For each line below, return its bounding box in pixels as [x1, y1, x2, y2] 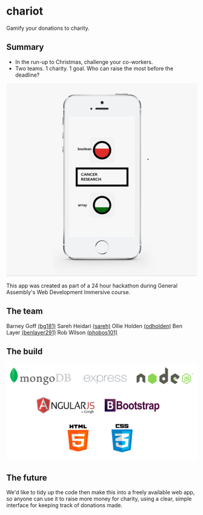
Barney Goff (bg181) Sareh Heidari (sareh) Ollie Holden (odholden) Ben [6, 322, 183, 329]
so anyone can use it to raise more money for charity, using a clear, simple [6, 495, 192, 503]
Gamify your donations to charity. [6, 24, 90, 32]
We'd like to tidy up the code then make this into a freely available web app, [6, 489, 195, 496]
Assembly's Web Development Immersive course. [6, 288, 131, 296]
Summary [6, 42, 44, 52]
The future [6, 472, 47, 483]
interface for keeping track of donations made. [6, 502, 123, 509]
